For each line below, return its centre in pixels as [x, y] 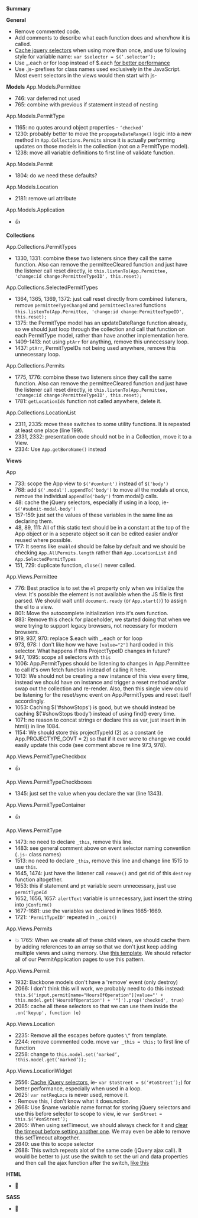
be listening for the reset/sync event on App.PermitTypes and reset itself [103, 695]
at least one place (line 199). [49, 430]
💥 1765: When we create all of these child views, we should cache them [102, 940]
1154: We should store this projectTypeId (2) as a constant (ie [89, 733]
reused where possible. [43, 540]
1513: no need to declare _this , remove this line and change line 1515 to [102, 860]
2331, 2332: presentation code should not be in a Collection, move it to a [103, 436]
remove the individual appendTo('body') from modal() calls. [86, 496]
